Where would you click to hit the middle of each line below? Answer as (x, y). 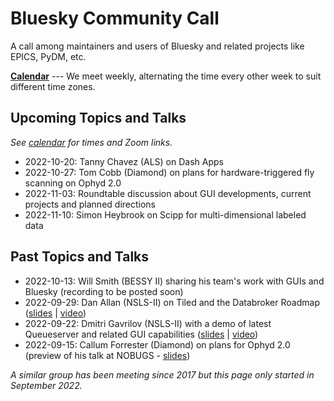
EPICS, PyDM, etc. (48, 56)
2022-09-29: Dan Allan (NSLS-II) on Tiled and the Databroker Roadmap (172, 302)
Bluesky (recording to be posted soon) (104, 291)
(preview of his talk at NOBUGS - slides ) (107, 355)
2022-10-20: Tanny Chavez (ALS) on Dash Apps (124, 161)
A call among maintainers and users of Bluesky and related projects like (157, 46)
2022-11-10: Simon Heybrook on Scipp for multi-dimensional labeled (165, 214)
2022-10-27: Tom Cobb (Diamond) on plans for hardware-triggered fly (169, 172)
